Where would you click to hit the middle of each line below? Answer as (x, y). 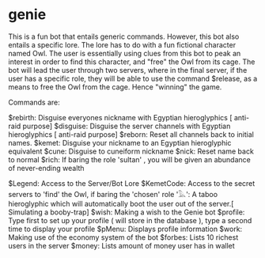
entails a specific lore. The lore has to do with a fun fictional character (122, 44)
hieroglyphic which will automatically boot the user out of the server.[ (121, 203)
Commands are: (34, 102)
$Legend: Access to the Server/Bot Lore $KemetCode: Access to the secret (132, 183)
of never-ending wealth (46, 168)
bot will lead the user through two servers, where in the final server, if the (128, 70)
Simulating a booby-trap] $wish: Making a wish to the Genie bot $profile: (127, 212)
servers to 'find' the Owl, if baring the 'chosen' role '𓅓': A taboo (113, 194)
